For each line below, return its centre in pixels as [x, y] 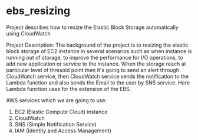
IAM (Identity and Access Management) [63, 131]
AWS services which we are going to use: [57, 100]
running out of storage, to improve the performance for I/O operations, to [95, 57]
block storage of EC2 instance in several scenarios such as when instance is [99, 51]
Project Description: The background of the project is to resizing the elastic [97, 45]
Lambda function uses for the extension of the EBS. [69, 89]
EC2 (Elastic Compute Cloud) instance [61, 112]
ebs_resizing [38, 11]
